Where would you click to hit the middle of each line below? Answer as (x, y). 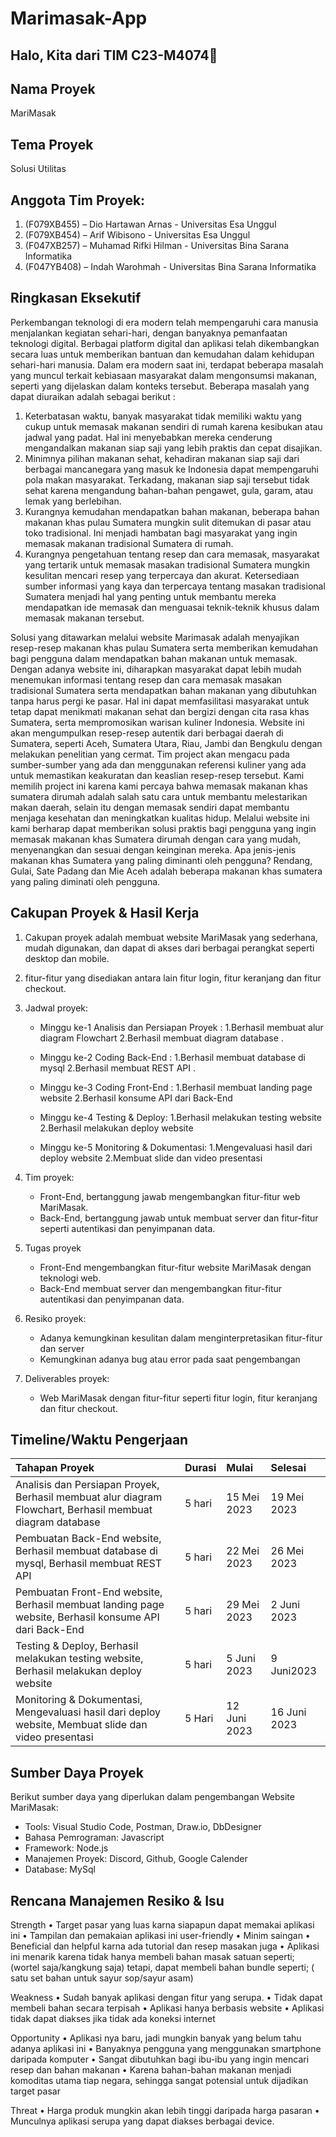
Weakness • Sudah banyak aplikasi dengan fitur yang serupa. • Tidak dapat (166, 1998)
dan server (62, 1348)
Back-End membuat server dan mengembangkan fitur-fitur (161, 1288)
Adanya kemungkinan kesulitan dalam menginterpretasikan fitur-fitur (181, 1338)
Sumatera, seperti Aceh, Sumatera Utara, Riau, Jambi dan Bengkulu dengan (166, 743)
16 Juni (288, 1712)
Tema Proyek (52, 144)
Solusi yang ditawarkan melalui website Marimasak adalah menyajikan (155, 637)
